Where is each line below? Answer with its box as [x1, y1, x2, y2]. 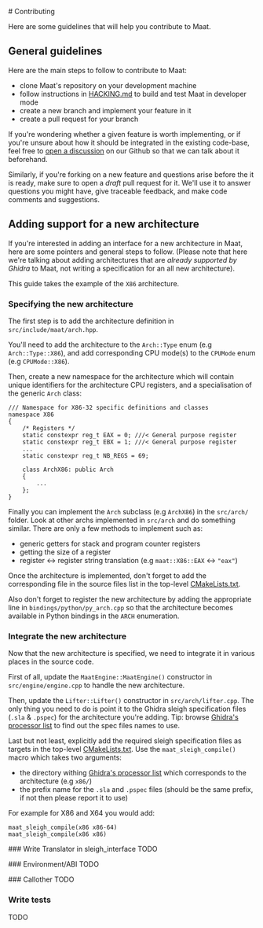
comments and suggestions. [8, 194, 100, 204]
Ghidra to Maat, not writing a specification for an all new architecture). [8, 263, 236, 273]
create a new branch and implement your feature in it [19, 105, 192, 115]
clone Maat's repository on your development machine [19, 80, 197, 90]
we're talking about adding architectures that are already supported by [8, 255, 237, 264]
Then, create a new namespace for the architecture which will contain [8, 371, 234, 381]
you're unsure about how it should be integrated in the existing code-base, [8, 138, 250, 147]
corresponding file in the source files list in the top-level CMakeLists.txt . [8, 579, 241, 588]
